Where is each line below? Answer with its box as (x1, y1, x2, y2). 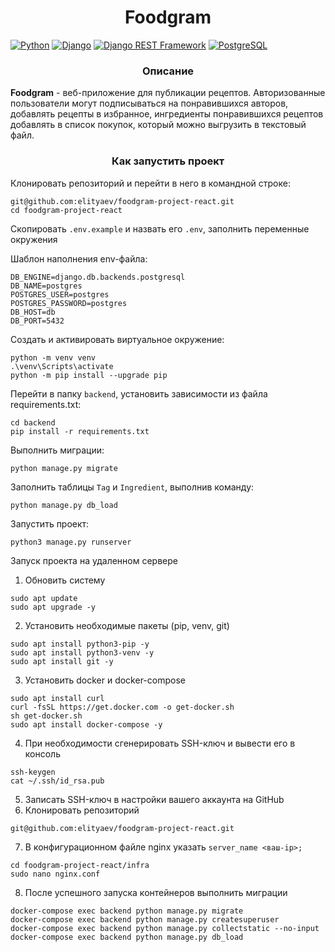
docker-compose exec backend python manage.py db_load (10, 932, 244, 942)
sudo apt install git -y (10, 656, 114, 666)
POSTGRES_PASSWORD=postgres (10, 298, 128, 308)
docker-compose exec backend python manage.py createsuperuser (10, 914, 280, 925)
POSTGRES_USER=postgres (10, 289, 110, 300)
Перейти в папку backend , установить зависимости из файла (10, 387, 268, 400)
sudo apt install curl (10, 693, 105, 703)
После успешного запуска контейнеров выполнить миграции (24, 886, 288, 898)
